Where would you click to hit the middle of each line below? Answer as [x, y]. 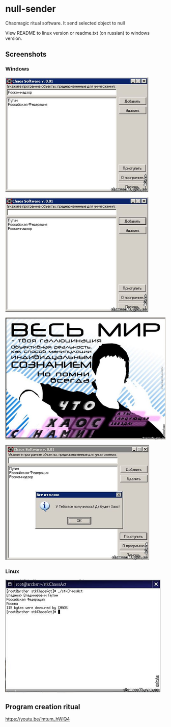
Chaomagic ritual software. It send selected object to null [65, 23]
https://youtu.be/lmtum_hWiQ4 [38, 719]
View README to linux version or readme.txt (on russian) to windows [78, 33]
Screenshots [26, 54]
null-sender [31, 9]
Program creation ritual [43, 707]
